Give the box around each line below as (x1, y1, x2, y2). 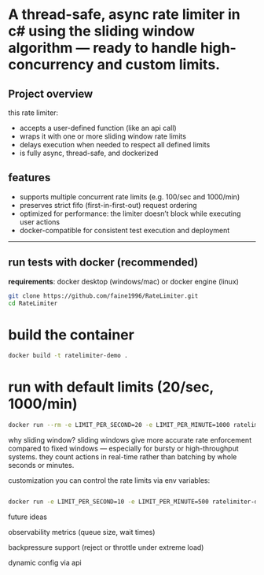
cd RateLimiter (8, 299, 58, 307)
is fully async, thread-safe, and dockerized (19, 148, 159, 158)
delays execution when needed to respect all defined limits (19, 140, 211, 149)
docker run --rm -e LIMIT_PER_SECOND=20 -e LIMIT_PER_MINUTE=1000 (8, 421, 230, 429)
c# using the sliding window (8, 22, 195, 40)
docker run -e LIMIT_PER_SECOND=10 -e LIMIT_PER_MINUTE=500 (8, 498, 210, 506)
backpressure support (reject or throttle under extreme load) (8, 542, 204, 552)
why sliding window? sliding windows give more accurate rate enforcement (8, 436, 252, 444)
